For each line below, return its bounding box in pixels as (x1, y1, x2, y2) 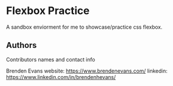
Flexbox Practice (6, 4, 90, 18)
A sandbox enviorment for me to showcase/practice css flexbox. (6, 23, 163, 30)
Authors (6, 40, 37, 50)
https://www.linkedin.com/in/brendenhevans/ (6, 73, 116, 80)
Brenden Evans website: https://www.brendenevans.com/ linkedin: (6, 67, 168, 74)
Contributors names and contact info (6, 56, 95, 63)
